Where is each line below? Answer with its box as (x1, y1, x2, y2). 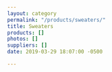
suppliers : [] (7, 42, 48, 49)
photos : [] (7, 36, 38, 43)
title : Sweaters (7, 23, 54, 29)
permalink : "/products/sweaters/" (7, 16, 107, 23)
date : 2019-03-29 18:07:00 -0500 (7, 49, 103, 56)
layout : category (7, 10, 57, 17)
